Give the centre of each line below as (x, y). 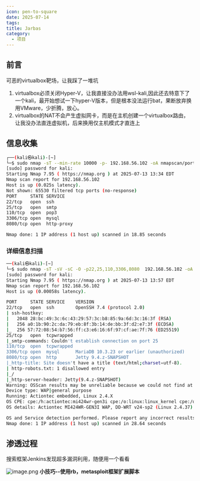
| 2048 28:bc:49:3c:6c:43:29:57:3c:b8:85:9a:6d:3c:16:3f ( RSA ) (89, 319)
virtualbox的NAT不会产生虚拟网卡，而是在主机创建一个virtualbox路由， (102, 115)
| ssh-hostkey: (25, 313)
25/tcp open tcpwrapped (40, 335)
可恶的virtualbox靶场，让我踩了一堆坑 (52, 80)
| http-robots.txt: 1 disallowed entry (56, 368)
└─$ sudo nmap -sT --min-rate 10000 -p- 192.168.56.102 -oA (82, 163)
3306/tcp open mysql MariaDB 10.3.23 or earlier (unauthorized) (96, 352)
